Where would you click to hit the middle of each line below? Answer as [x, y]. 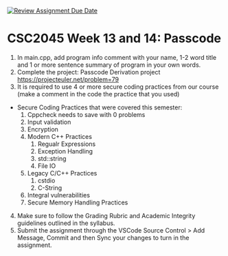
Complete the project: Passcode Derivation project [89, 72]
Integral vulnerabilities [59, 195]
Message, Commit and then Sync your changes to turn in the [103, 237]
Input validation [49, 122]
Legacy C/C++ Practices [62, 173]
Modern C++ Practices [60, 136]
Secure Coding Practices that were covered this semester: [100, 107]
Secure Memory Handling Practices [78, 202]
